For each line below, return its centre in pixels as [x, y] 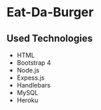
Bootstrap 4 [34, 63]
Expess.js [31, 78]
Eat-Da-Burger [50, 12]
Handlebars [33, 85]
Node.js [28, 70]
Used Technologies [49, 38]
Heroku [27, 100]
